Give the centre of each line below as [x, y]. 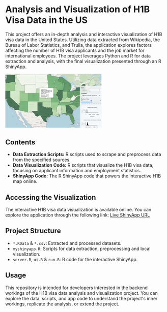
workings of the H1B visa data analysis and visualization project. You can [81, 293]
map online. [25, 181]
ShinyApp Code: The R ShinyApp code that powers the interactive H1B [87, 176]
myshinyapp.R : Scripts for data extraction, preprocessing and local [81, 248]
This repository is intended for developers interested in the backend [76, 288]
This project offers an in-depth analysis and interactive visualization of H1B [84, 34]
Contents [20, 142]
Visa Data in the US [47, 20]
